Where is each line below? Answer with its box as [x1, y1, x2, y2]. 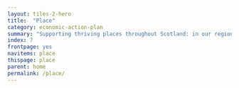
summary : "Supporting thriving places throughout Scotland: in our [7, 30, 212, 38]
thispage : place [7, 57, 55, 64]
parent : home [7, 63, 46, 70]
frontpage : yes [7, 43, 53, 50]
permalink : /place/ [7, 70, 65, 77]
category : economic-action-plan [7, 23, 103, 31]
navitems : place [7, 50, 55, 57]
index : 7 [7, 37, 33, 44]
